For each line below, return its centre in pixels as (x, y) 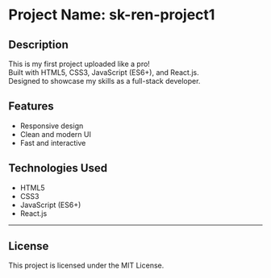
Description (38, 45)
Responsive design (52, 126)
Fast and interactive (53, 143)
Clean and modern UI (55, 134)
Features (31, 106)
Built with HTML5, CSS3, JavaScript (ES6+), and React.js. (104, 73)
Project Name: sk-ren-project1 (112, 15)
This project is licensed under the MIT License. (86, 266)
